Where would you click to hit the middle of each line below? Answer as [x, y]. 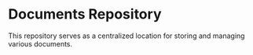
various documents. [40, 43]
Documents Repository [85, 14]
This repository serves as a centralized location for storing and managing [126, 36]
